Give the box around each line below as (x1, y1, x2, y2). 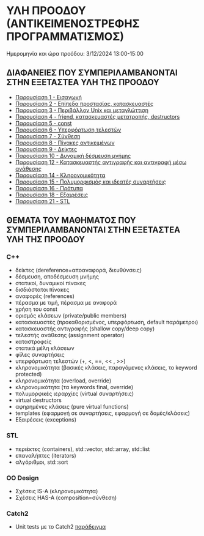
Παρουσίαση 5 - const (15, 119, 72, 127)
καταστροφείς (15, 338, 52, 346)
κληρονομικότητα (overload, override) (15, 377, 112, 384)
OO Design (6, 474, 39, 482)
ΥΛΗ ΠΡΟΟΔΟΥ (6, 4, 87, 18)
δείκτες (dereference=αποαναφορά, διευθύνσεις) (15, 267, 142, 274)
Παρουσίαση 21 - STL (15, 197, 70, 205)
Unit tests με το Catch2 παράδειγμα (15, 523, 106, 530)
